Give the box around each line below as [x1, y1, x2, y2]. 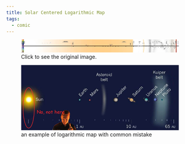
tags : [6, 15, 20, 22]
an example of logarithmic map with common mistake [21, 131, 152, 138]
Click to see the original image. [21, 53, 97, 60]
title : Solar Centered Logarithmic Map [6, 10, 105, 15]
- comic [11, 22, 31, 28]
